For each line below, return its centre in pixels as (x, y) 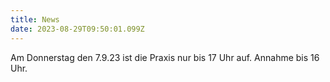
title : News (35, 19)
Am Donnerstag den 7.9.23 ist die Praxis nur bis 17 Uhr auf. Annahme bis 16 (165, 57)
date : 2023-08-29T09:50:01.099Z (77, 29)
